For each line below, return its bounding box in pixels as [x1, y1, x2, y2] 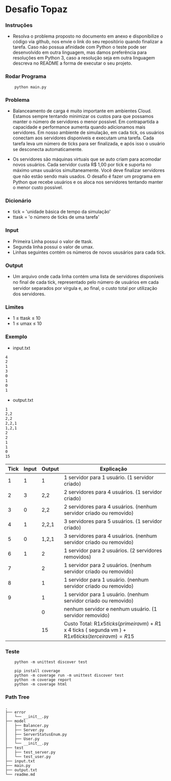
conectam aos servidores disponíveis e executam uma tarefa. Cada [12, 135, 154, 141]
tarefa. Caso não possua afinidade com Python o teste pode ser [12, 44, 147, 50]
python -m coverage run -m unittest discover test [14, 673, 124, 678]
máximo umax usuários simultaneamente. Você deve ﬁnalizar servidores [12, 167, 165, 173]
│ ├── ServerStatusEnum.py [5, 732, 67, 737]
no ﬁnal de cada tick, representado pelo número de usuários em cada [12, 279, 159, 285]
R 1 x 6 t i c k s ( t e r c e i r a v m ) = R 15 [64, 633, 134, 640]
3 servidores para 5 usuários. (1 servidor [64, 518, 162, 525]
